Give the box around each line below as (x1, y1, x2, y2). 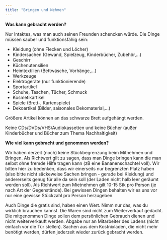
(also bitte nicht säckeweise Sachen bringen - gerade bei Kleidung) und (5, 171, 154, 177)
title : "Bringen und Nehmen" (5, 7, 66, 13)
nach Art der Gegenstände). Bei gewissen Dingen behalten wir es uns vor (5, 187, 157, 193)
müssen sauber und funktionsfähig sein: (5, 36, 89, 42)
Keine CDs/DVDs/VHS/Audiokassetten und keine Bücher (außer (5, 125, 137, 131)
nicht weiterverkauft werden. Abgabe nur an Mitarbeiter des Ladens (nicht (5, 218, 159, 224)
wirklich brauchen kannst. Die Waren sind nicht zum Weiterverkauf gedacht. (5, 207, 163, 213)
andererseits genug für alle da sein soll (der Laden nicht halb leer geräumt (5, 176, 159, 182)
